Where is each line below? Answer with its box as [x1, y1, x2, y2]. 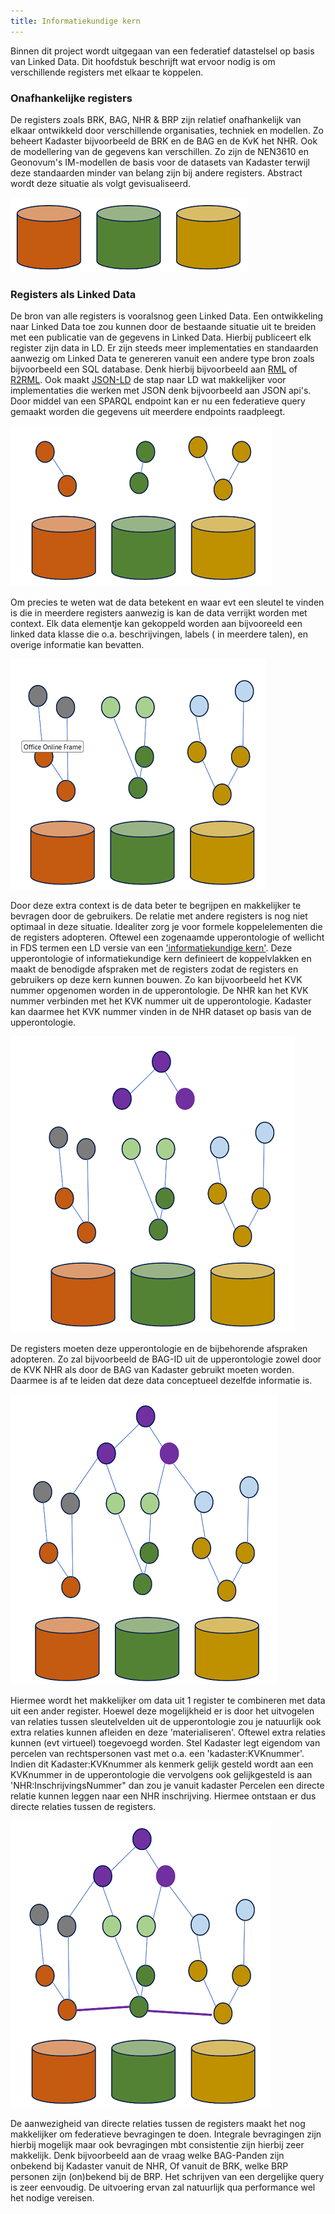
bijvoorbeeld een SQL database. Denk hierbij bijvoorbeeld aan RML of [10, 363, 298, 375]
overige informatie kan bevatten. [10, 639, 145, 651]
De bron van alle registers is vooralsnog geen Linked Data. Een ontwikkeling [10, 310, 324, 322]
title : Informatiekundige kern [10, 16, 141, 26]
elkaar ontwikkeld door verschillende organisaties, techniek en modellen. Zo [10, 124, 324, 136]
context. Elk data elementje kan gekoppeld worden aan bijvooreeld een [10, 618, 303, 630]
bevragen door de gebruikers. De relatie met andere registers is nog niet [10, 910, 308, 922]
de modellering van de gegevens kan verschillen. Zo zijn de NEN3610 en [10, 145, 310, 157]
